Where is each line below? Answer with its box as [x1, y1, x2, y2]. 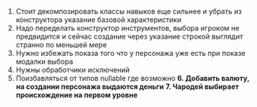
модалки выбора [15, 57, 74, 66]
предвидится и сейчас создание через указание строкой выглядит [15, 31, 244, 41]
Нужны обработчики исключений [15, 65, 130, 74]
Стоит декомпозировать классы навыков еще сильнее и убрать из [15, 7, 243, 16]
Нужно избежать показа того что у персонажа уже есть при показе [15, 49, 246, 57]
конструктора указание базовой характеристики [15, 15, 182, 24]
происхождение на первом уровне [15, 90, 138, 99]
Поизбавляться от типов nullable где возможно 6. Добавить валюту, [15, 74, 250, 83]
